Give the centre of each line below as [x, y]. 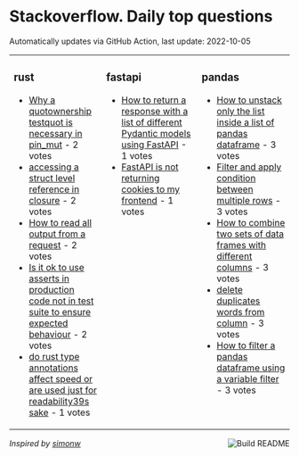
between [235, 189]
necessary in [56, 133]
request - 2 [53, 245]
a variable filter [248, 378]
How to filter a [246, 345]
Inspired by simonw [45, 443]
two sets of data [251, 234]
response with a [155, 111]
